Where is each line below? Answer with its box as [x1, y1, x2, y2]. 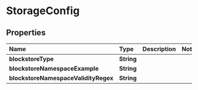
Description [142, 45, 176, 53]
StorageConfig [6, 4, 80, 18]
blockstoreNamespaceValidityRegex [9, 74, 114, 82]
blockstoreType [9, 55, 54, 63]
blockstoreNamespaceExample [9, 65, 99, 72]
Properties [6, 28, 46, 38]
